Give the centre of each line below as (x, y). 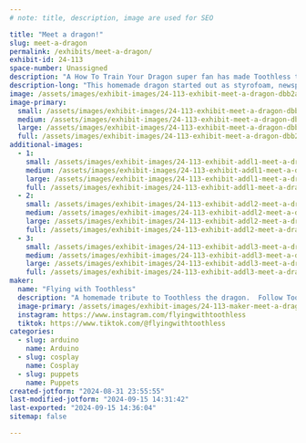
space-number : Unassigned (58, 69)
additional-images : (46, 145)
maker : (22, 281)
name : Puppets (52, 383)
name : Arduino (52, 349)
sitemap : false (38, 417)
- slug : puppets (48, 374)
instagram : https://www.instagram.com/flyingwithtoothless (132, 315)
